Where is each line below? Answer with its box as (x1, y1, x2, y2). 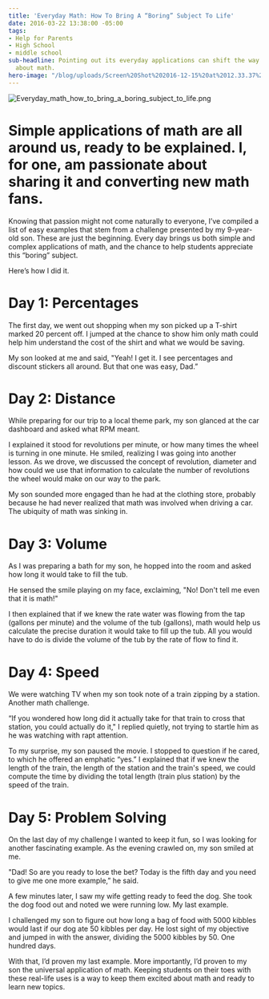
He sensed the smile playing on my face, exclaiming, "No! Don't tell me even (8, 585, 260, 595)
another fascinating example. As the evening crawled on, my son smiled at (8, 843, 254, 853)
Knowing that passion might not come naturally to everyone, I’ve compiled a (8, 216, 259, 225)
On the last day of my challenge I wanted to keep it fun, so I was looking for (8, 835, 258, 844)
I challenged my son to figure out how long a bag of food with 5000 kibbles (8, 916, 257, 925)
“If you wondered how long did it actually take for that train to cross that (8, 714, 246, 723)
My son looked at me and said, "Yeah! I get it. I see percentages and (8, 353, 234, 362)
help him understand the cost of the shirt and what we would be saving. (8, 338, 245, 347)
